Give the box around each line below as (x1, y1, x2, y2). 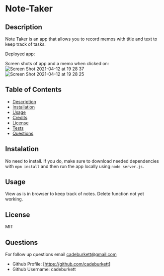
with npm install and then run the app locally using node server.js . (5, 163, 144, 169)
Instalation (5, 145, 39, 153)
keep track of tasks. (5, 41, 46, 47)
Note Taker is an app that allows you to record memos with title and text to (5, 36, 158, 42)
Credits (12, 114, 28, 120)
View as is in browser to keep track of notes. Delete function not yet (5, 191, 144, 197)
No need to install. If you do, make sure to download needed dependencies (5, 158, 159, 164)
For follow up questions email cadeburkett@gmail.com (5, 252, 117, 258)
